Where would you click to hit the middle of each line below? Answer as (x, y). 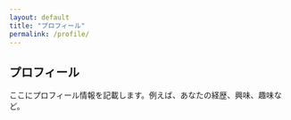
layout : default (39, 17)
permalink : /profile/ (50, 34)
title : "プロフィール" (47, 26)
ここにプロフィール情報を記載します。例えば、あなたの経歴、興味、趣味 (142, 95)
